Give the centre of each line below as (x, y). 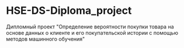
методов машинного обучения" (46, 39)
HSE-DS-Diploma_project (69, 11)
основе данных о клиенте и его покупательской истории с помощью (92, 32)
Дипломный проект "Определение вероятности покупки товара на (90, 27)
